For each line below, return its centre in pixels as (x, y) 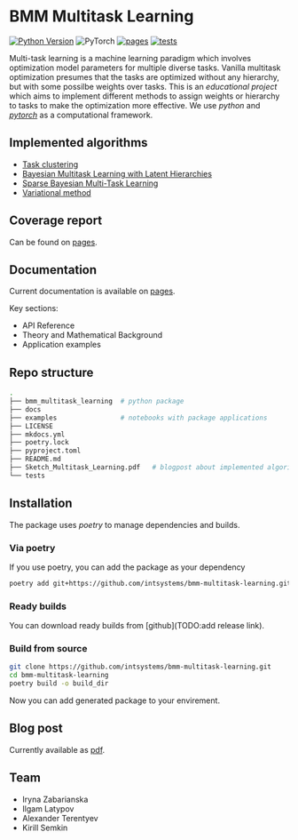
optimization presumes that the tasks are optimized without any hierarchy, (144, 76)
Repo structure (51, 372)
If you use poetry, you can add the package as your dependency (127, 567)
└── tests (27, 476)
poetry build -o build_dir (59, 684)
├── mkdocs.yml (37, 434)
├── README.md (35, 460)
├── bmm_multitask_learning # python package (97, 402)
